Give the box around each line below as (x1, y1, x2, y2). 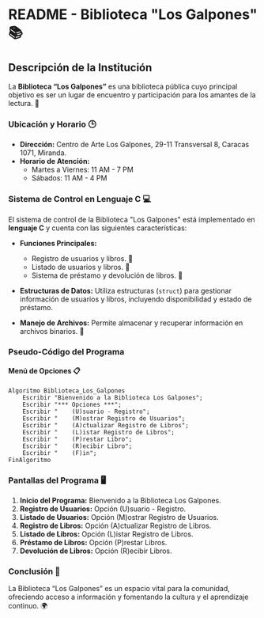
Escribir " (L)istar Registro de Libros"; (22, 428, 175, 436)
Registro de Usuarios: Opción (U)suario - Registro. (19, 504, 187, 514)
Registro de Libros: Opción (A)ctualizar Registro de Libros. (19, 521, 212, 531)
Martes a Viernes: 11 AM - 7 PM (31, 165, 134, 175)
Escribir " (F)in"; (22, 449, 97, 457)
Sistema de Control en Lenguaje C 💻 (8, 194, 152, 205)
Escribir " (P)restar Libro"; (22, 435, 133, 443)
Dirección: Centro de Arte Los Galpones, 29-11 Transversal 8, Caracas (19, 140, 250, 150)
